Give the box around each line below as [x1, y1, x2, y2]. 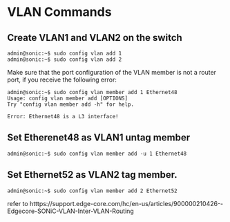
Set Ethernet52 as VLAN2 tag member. [7, 169, 178, 181]
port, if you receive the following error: [7, 75, 117, 84]
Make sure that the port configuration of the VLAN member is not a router [7, 68, 216, 76]
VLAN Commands [7, 4, 112, 20]
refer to [7, 199, 29, 207]
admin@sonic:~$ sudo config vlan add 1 [7, 50, 122, 57]
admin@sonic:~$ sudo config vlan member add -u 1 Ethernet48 [7, 150, 187, 157]
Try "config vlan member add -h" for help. [7, 101, 135, 108]
